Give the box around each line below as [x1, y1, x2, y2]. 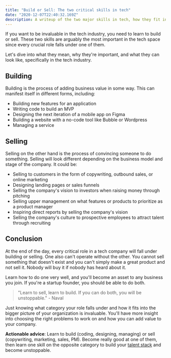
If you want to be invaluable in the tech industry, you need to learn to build [5, 31, 161, 37]
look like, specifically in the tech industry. [5, 57, 92, 63]
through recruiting [12, 220, 51, 226]
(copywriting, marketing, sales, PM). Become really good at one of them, [5, 336, 158, 342]
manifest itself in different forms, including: [5, 91, 96, 97]
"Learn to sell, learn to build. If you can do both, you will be [17, 289, 141, 295]
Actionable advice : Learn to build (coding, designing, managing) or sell [5, 331, 155, 337]
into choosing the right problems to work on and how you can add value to [5, 315, 162, 321]
